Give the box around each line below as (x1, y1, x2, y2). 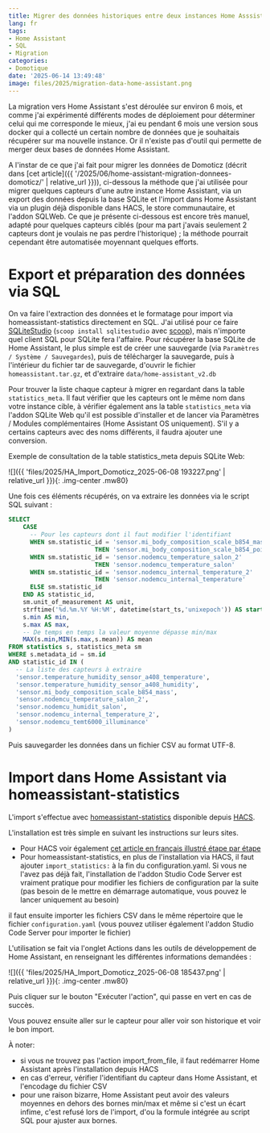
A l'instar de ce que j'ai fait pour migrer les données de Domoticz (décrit (8, 160, 247, 169)
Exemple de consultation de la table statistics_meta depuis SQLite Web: (8, 452, 245, 461)
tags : (8, 27, 27, 35)
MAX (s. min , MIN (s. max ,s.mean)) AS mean (22, 635, 153, 644)
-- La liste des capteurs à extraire (15, 665, 142, 673)
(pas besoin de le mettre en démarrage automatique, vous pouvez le (19, 886, 247, 896)
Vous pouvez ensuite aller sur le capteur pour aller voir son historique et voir (8, 1015, 261, 1025)
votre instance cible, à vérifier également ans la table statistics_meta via (8, 402, 252, 411)
